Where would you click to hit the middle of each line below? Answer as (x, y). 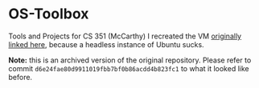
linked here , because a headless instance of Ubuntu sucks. (106, 44)
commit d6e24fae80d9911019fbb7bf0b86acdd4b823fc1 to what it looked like (129, 68)
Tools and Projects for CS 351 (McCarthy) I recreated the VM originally (125, 36)
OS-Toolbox (49, 14)
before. (21, 77)
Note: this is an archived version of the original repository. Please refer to (130, 60)
